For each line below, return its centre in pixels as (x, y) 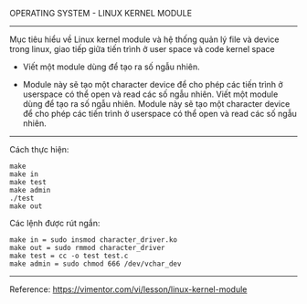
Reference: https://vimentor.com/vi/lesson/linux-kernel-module (128, 289)
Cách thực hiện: (39, 149)
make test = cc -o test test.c (69, 256)
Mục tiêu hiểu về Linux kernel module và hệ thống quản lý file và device (144, 39)
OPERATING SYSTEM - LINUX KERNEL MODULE (101, 13)
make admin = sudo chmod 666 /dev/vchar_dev (95, 264)
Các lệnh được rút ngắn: (55, 223)
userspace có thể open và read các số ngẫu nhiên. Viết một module (150, 94)
